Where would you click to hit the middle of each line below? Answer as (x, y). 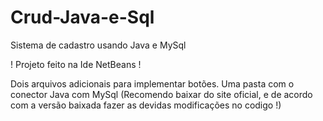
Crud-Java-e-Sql (82, 17)
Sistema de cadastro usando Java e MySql (98, 45)
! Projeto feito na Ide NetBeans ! (76, 64)
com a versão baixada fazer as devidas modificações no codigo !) (146, 105)
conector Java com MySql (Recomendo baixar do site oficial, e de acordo (161, 94)
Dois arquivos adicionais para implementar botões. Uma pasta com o (152, 83)
